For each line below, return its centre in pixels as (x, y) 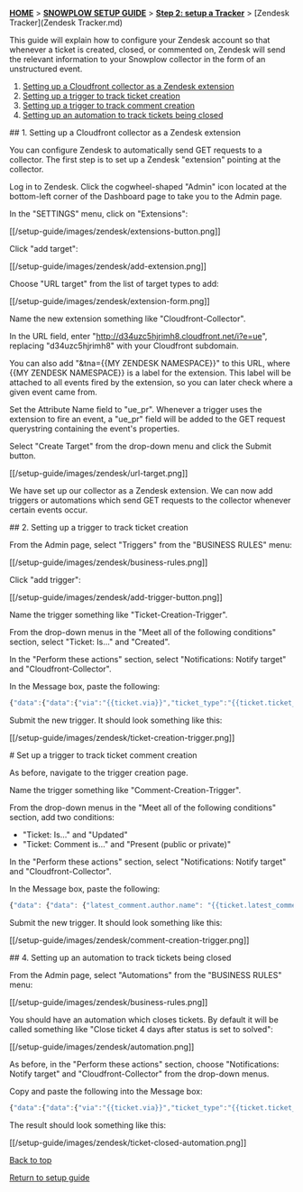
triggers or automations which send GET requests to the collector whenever (150, 500)
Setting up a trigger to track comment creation (109, 106)
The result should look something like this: (88, 1125)
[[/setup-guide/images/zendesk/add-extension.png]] (108, 266)
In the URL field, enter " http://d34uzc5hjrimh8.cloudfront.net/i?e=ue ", (138, 336)
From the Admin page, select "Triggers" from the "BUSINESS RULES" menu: (151, 545)
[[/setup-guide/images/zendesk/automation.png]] (102, 1047)
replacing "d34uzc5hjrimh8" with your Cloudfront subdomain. (124, 346)
